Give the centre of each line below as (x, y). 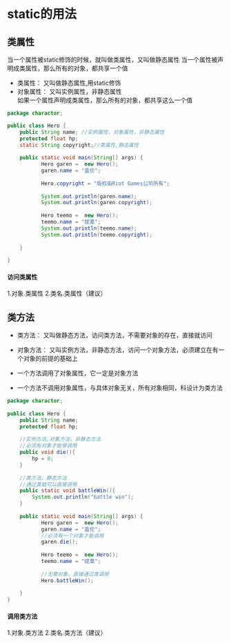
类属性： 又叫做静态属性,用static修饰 (69, 83)
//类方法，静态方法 (43, 478)
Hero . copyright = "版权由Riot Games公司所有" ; (106, 184)
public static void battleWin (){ (68, 491)
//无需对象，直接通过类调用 (75, 574)
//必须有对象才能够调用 (48, 446)
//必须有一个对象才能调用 (72, 535)
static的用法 (42, 14)
